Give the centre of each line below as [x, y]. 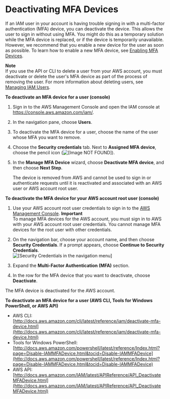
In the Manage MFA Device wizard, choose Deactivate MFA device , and [88, 162]
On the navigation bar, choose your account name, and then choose [83, 239]
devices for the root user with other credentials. [62, 229]
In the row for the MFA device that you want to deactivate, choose [81, 275]
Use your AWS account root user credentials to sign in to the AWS [81, 208]
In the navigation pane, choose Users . [52, 122]
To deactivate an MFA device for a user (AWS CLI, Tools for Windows [79, 300]
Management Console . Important [47, 213]
